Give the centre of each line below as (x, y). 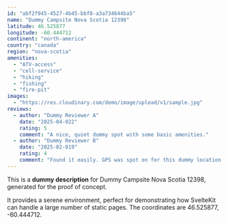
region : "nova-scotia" (39, 52)
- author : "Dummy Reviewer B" (56, 141)
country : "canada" (33, 45)
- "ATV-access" (35, 64)
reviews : (19, 109)
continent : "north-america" (47, 39)
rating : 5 (33, 128)
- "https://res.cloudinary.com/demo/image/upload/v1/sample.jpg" (108, 103)
